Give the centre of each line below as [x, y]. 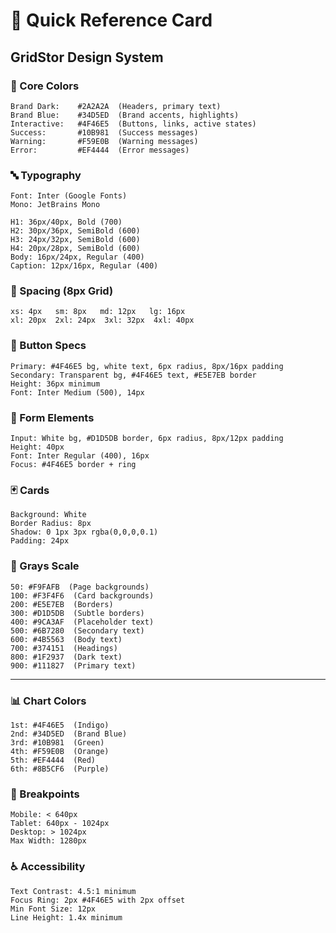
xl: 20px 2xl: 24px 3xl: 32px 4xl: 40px [102, 320]
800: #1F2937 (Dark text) [66, 657]
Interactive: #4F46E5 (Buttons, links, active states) [133, 124]
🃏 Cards [30, 490]
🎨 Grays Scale [45, 566]
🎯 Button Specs [48, 346]
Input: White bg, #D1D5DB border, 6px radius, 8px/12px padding [147, 439]
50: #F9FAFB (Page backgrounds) [80, 587]
